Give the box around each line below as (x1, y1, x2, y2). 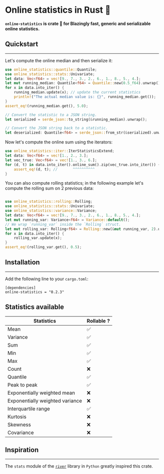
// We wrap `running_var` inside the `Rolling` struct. (5, 222, 121, 227)
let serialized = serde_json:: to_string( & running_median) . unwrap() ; (5, 117, 147, 122)
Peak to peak (7, 381, 38, 388)
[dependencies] (5, 285, 36, 290)
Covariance (7, 429, 34, 436)
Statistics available (5, 303, 64, 311)
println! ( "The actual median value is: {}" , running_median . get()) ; (14, 95, 156, 99)
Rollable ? (86, 317, 110, 324)
